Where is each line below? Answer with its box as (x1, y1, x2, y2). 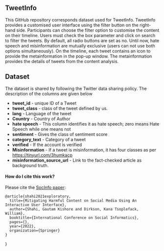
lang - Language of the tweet (12, 110, 72, 116)
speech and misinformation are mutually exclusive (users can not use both (5, 42, 155, 48)
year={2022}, (9, 224, 36, 229)
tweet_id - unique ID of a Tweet (12, 100, 77, 106)
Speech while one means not (12, 126, 71, 132)
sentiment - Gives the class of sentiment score (12, 131, 108, 137)
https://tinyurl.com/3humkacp (12, 152, 72, 158)
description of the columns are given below (5, 90, 93, 97)
